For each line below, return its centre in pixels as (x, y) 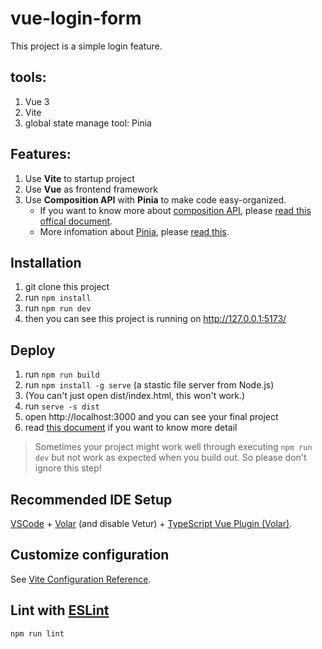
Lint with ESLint (60, 610)
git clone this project (67, 287)
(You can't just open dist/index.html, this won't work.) (135, 396)
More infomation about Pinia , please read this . (134, 231)
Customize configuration (90, 555)
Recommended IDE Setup (91, 499)
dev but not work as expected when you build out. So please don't (170, 458)
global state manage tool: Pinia (88, 123)
